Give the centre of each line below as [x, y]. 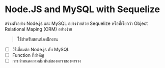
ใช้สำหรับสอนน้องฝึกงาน [37, 39]
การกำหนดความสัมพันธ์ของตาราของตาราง [46, 61]
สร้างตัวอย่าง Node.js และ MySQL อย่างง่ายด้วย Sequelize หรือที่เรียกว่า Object [76, 23]
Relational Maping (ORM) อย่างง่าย [38, 29]
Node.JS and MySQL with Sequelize [82, 9]
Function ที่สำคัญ [28, 55]
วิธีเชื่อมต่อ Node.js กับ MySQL [41, 49]
